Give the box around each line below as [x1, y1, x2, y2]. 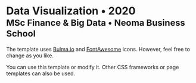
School [6, 28, 36, 39]
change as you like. [6, 52, 54, 59]
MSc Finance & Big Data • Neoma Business [6, 17, 186, 29]
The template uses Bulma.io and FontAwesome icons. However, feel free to [6, 45, 191, 53]
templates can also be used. [6, 70, 76, 77]
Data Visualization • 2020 [6, 4, 136, 18]
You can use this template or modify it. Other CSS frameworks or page [6, 63, 179, 70]
